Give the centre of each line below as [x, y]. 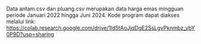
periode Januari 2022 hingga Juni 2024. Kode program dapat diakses [93, 15]
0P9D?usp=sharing [30, 34]
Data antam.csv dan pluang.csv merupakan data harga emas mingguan [95, 9]
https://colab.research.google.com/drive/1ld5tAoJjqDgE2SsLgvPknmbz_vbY [101, 28]
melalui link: [21, 21]
